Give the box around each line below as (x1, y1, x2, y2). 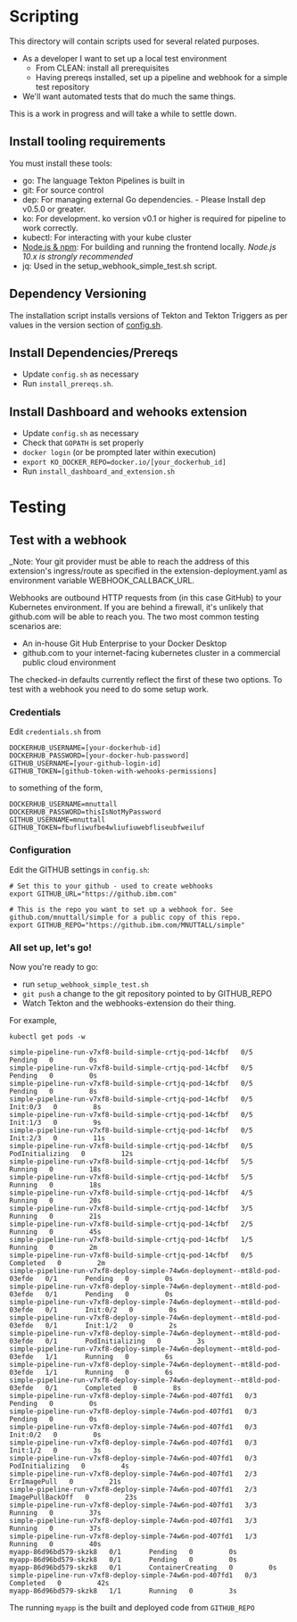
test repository (35, 81, 90, 92)
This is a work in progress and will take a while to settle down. (9, 108, 237, 119)
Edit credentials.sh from (9, 726, 101, 737)
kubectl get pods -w (9, 1032, 87, 1041)
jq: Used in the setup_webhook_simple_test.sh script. (21, 261, 218, 271)
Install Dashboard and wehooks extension (9, 404, 248, 419)
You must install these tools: (9, 158, 113, 169)
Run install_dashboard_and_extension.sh (21, 466, 176, 476)
